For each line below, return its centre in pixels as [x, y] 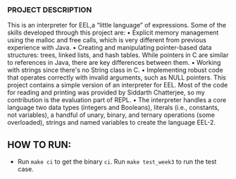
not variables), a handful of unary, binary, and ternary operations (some [111, 115]
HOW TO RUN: [39, 145]
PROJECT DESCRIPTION [50, 10]
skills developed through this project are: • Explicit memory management [113, 32]
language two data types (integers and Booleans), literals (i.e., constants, [113, 108]
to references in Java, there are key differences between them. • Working [114, 63]
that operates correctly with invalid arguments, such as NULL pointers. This [117, 78]
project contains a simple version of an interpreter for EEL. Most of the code [118, 85]
